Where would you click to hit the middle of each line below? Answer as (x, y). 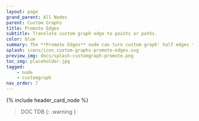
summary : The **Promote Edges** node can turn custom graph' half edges (98, 45)
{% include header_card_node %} (47, 100)
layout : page (22, 12)
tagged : (16, 67)
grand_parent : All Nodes (37, 17)
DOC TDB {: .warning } (48, 112)
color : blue (21, 39)
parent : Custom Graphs (34, 23)
